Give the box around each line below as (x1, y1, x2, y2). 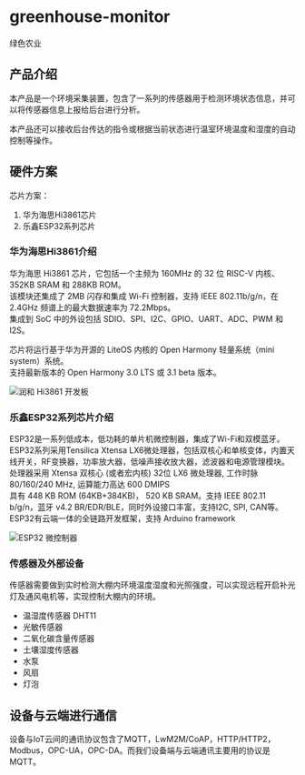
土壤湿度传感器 (22, 644, 79, 656)
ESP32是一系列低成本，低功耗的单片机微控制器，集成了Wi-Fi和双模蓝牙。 (9, 434, 285, 445)
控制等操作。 (9, 135, 57, 146)
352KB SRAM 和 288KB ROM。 (9, 279, 126, 290)
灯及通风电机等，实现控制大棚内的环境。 (9, 591, 161, 602)
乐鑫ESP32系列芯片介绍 (9, 411, 113, 424)
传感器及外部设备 (9, 558, 84, 570)
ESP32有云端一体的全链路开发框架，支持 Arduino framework (9, 513, 236, 524)
